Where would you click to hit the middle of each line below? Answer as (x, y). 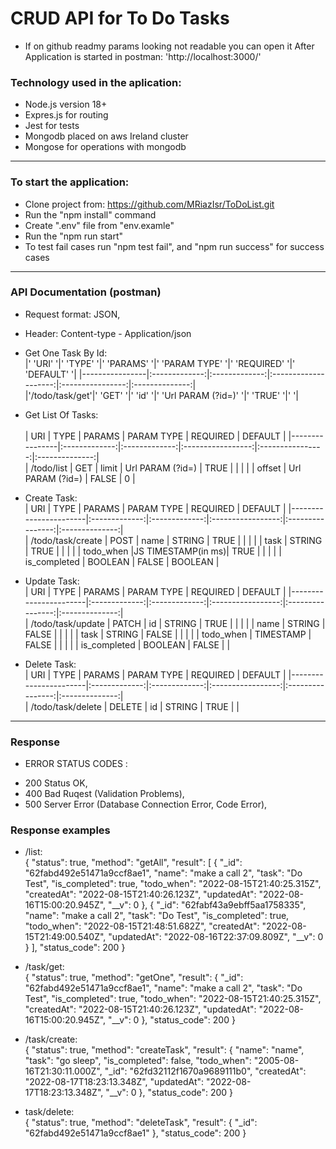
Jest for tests (52, 126)
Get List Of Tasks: (61, 414)
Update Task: (52, 581)
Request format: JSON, (72, 314)
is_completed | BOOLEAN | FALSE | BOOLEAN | (122, 561)
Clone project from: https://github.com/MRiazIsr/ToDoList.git (149, 204)
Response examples (60, 830)
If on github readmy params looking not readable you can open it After (169, 46)
